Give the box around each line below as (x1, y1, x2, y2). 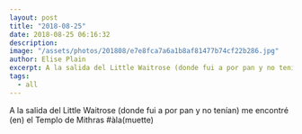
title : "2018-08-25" (9, 22, 87, 31)
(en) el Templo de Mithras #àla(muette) (9, 114, 155, 125)
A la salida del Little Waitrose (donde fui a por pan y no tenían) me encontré (9, 104, 289, 115)
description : (9, 38, 58, 48)
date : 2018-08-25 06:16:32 (9, 30, 111, 39)
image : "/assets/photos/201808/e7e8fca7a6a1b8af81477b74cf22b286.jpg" (9, 47, 280, 56)
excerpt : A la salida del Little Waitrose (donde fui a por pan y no (9, 64, 276, 73)
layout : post (9, 13, 58, 22)
